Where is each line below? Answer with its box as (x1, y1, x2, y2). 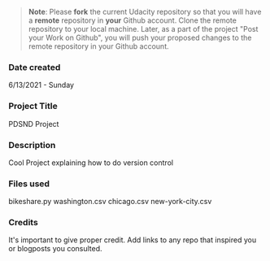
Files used (8, 178, 50, 189)
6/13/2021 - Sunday (8, 80, 75, 90)
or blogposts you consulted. (8, 244, 103, 254)
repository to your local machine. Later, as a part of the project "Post (28, 24, 259, 33)
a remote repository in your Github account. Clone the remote (28, 15, 237, 25)
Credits (8, 217, 38, 228)
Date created (8, 61, 61, 72)
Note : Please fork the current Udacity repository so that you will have (28, 7, 262, 16)
